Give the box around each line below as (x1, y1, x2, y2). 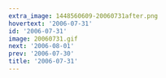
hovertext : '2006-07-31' (8, 19, 93, 28)
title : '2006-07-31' (8, 58, 79, 66)
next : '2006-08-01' (8, 42, 75, 50)
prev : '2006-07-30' (8, 50, 75, 58)
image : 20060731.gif (8, 34, 79, 43)
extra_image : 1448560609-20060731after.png (8, 11, 159, 20)
